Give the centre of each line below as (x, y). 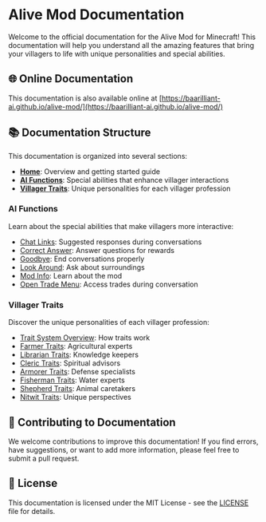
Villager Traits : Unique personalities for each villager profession (125, 188)
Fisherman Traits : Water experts (72, 380)
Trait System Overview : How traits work (85, 338)
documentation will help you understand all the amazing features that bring (131, 45)
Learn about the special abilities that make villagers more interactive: (121, 226)
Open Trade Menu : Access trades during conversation (109, 284)
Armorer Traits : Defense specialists (77, 372)
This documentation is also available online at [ (85, 98)
